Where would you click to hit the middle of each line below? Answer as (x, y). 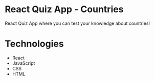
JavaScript (24, 63)
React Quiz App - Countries (64, 9)
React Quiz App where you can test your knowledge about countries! (77, 23)
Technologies (35, 44)
